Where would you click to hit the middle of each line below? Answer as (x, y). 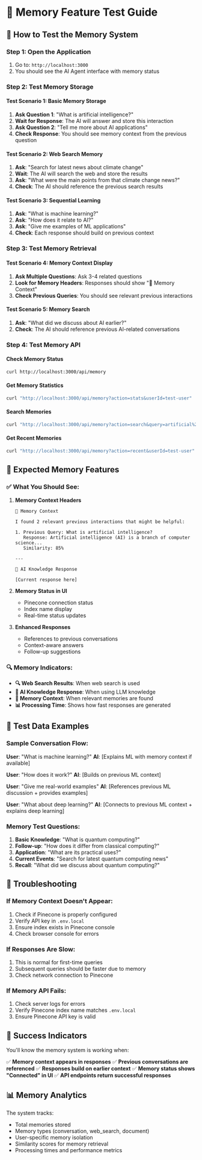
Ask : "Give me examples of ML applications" (70, 227)
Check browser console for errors (57, 933)
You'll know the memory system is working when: (68, 1050)
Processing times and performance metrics (69, 1150)
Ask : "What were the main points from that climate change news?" (97, 180)
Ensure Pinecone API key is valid (55, 1017)
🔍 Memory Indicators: (40, 667)
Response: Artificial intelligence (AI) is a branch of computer (107, 538)
